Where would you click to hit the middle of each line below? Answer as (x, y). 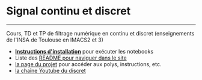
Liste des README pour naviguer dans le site (71, 58)
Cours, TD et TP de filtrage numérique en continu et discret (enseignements (100, 33)
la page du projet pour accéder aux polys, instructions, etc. (88, 64)
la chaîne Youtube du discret (50, 70)
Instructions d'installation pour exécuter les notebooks (84, 51)
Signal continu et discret (69, 11)
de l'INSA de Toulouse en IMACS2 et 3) (55, 40)
